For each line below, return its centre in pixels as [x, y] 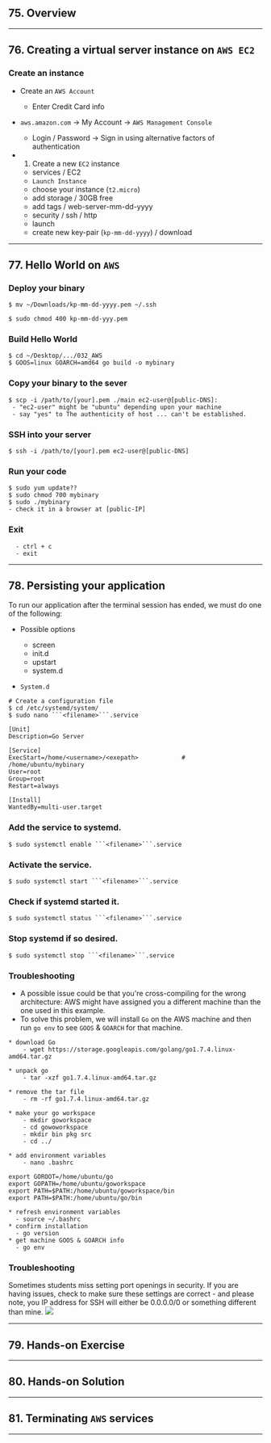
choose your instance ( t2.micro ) [86, 189]
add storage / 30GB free [73, 198]
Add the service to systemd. [65, 827]
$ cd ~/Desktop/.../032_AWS [56, 356]
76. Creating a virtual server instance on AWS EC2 [132, 50]
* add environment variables [57, 1155]
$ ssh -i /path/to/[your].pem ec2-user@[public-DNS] [99, 452]
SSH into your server [50, 434]
